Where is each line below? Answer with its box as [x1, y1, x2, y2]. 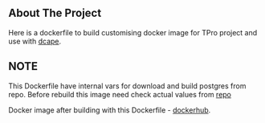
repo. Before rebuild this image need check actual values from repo [8, 89, 231, 99]
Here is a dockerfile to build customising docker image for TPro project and [8, 27, 258, 37]
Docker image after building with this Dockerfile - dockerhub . [8, 105, 211, 115]
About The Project [8, 6, 102, 20]
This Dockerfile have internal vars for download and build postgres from [8, 80, 247, 91]
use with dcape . [8, 36, 62, 46]
